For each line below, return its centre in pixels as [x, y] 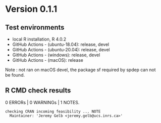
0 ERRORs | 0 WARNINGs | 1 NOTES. [42, 102]
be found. [15, 75]
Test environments [35, 27]
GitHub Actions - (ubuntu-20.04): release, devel [61, 50]
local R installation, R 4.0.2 [39, 39]
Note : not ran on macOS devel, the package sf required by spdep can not [80, 70]
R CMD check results [38, 91]
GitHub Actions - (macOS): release [48, 60]
